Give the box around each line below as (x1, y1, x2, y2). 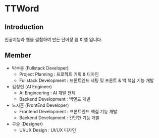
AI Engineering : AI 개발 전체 (19, 90, 76, 96)
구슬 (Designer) (11, 121, 43, 127)
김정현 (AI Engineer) (11, 83, 53, 89)
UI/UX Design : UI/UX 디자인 (19, 127, 76, 133)
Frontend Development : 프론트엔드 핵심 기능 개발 (19, 108, 117, 114)
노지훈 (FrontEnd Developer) (11, 102, 69, 108)
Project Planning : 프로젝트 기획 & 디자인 (19, 71, 99, 77)
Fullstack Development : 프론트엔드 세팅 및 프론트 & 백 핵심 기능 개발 (19, 77, 154, 83)
